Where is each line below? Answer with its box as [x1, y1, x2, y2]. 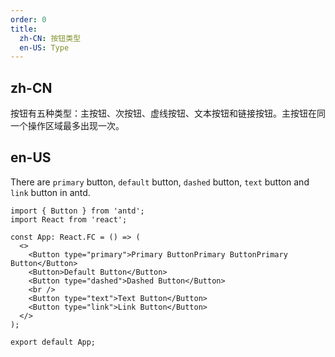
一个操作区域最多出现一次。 [10, 120, 125, 132]
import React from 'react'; [10, 214, 128, 225]
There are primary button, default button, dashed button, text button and [10, 176, 310, 188]
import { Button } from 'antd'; [10, 206, 145, 216]
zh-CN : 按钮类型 [19, 33, 82, 43]
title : [10, 24, 38, 34]
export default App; [10, 337, 97, 347]
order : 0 [10, 14, 47, 25]
